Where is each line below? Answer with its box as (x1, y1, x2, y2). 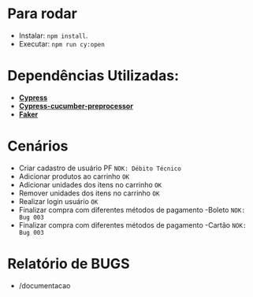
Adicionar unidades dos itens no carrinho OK (18, 180, 162, 189)
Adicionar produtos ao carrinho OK (18, 171, 130, 181)
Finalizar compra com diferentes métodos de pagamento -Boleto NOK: (18, 205, 246, 214)
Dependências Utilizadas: (7, 67, 179, 85)
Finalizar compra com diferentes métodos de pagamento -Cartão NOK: (18, 220, 247, 229)
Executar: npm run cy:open (18, 39, 106, 48)
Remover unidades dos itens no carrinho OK (18, 188, 160, 198)
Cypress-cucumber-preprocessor (18, 101, 133, 110)
